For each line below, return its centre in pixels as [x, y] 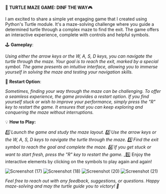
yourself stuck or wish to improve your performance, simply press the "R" [81, 102]
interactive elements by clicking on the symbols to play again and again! [79, 162]
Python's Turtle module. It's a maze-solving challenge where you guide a [80, 24]
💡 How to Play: [21, 122]
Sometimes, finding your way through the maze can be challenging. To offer [83, 91]
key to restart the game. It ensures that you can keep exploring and [74, 107]
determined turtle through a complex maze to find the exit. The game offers [82, 30]
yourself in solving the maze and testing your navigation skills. [69, 72]
